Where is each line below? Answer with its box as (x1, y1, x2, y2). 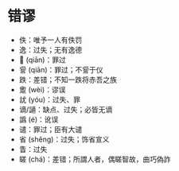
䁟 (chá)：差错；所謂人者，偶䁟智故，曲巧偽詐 (18, 154, 172, 164)
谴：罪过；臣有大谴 (18, 124, 83, 134)
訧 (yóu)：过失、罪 (18, 95, 81, 104)
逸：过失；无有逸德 (18, 45, 83, 54)
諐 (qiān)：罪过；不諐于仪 (18, 64, 104, 74)
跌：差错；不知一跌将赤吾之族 (18, 75, 117, 84)
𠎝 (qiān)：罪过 (18, 55, 67, 64)
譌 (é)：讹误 (18, 115, 59, 124)
